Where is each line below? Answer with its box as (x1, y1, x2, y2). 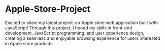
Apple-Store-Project (5, 3, 91, 15)
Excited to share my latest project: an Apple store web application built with (5, 20, 158, 25)
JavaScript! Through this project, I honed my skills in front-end (5, 25, 132, 30)
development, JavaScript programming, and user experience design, (5, 30, 145, 36)
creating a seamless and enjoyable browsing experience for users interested (5, 35, 161, 41)
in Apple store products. (5, 40, 54, 46)
